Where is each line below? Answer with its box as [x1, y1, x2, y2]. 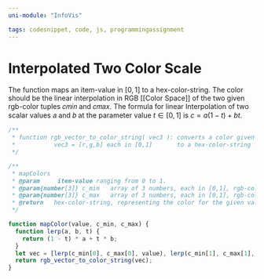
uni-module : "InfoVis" [8, 11, 82, 20]
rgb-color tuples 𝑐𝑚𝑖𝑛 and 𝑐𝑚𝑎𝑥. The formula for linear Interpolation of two [8, 102, 249, 111]
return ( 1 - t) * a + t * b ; [22, 234, 118, 243]
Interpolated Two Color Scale [8, 60, 202, 77]
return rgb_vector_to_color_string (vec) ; [15, 256, 153, 265]
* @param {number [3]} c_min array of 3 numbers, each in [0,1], [11, 184, 230, 192]
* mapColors [11, 169, 51, 177]
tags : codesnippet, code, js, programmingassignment [8, 25, 185, 34]
